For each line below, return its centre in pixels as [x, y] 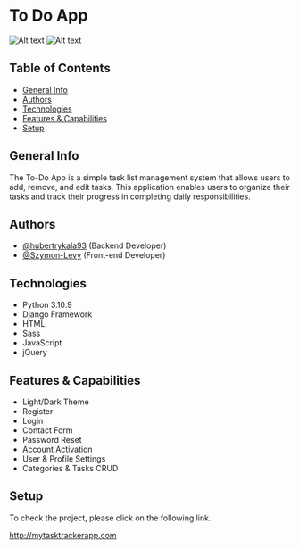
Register [37, 411]
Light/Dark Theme [55, 402]
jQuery [34, 353]
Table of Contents [60, 68]
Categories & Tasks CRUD [70, 468]
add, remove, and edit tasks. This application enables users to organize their [149, 187]
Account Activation [57, 449]
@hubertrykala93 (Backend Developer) [94, 245]
